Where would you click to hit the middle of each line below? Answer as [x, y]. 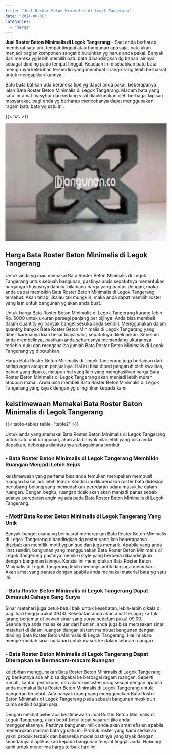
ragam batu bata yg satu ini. [35, 106]
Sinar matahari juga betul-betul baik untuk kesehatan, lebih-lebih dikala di [83, 608]
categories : [18, 21]
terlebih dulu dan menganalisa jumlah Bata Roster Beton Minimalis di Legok [84, 345]
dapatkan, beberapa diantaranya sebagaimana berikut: [63, 445]
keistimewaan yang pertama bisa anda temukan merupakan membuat [79, 476]
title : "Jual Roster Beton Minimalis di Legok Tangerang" [68, 11]
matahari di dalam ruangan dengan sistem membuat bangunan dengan [80, 630]
